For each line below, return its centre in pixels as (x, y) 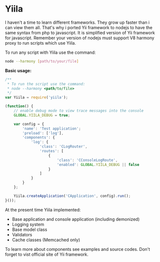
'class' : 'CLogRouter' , (64, 147)
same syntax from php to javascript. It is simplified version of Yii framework (80, 33)
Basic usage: (18, 70)
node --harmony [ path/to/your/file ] (42, 61)
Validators (22, 234)
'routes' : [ (51, 151)
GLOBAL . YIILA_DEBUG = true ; (42, 115)
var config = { (29, 124)
